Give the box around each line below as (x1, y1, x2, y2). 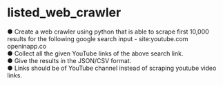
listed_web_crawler (7, 5, 122, 21)
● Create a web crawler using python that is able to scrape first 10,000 (7, 27, 209, 36)
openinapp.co (7, 42, 47, 50)
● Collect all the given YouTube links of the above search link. (7, 49, 184, 58)
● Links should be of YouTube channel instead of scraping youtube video (7, 64, 217, 72)
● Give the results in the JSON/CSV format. (7, 56, 132, 64)
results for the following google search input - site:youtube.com (7, 34, 188, 42)
